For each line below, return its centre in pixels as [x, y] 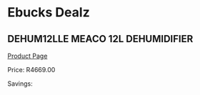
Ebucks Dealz [49, 12]
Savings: [20, 84]
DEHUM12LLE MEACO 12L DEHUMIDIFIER [100, 39]
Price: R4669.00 [31, 70]
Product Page [27, 56]
